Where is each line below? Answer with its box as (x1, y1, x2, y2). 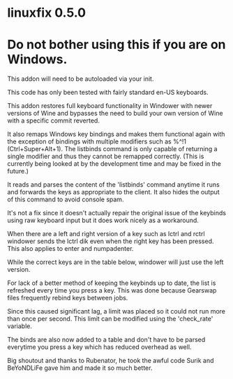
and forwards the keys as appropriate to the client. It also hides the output (7, 188, 220, 196)
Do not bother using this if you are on (7, 37, 226, 53)
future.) (7, 167, 29, 176)
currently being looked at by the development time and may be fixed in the (7, 160, 222, 168)
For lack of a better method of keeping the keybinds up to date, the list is (7, 279, 216, 287)
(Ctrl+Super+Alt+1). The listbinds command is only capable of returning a (7, 145, 218, 153)
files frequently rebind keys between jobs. (7, 294, 128, 302)
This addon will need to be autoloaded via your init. (7, 75, 154, 83)
